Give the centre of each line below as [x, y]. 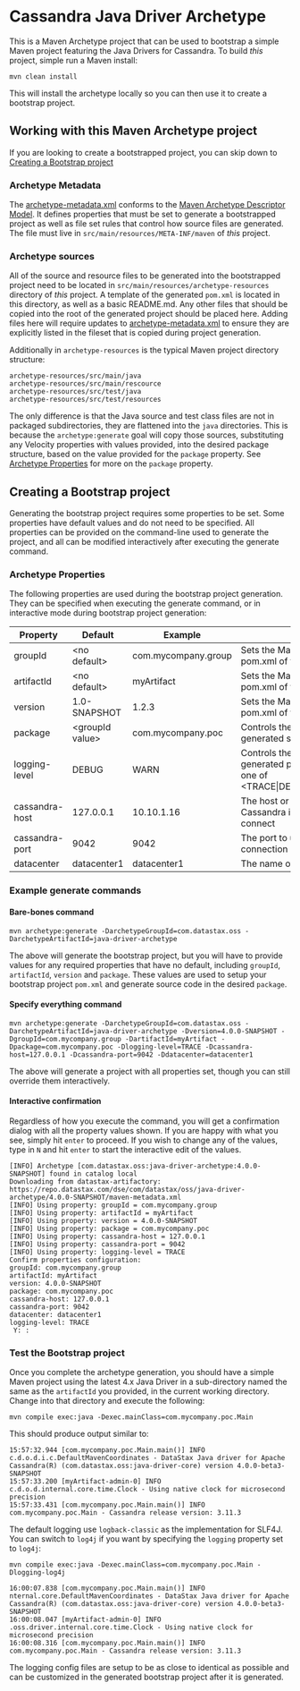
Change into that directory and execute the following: [107, 1401]
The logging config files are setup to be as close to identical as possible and [150, 1668]
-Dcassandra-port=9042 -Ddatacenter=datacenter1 [161, 1054]
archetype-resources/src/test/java [75, 392]
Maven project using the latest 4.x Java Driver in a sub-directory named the [148, 1382]
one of [254, 776]
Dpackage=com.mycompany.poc [62, 1047]
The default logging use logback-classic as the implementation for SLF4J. [146, 1530]
